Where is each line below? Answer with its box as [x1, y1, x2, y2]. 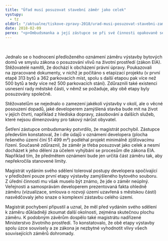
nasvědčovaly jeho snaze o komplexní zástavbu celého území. [5, 194, 133, 200]
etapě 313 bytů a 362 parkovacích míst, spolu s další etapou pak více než [5, 75, 156, 81]
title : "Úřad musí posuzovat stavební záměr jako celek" [5, 7, 126, 12]
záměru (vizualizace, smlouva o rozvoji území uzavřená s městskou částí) [5, 189, 156, 195]
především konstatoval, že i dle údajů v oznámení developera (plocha [5, 132, 148, 137]
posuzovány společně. [5, 91, 52, 97]
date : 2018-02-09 [5, 26, 41, 31]
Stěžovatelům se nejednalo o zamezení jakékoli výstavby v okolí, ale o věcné [5, 101, 163, 106]
